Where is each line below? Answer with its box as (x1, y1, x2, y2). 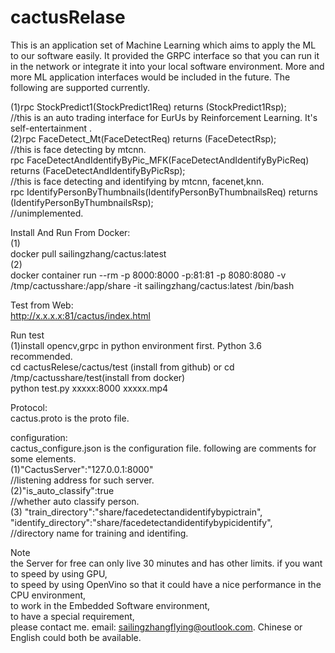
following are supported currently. (10, 81, 151, 93)
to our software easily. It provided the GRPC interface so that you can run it (10, 49, 320, 61)
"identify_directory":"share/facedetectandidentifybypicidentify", (10, 516, 273, 528)
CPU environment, (10, 589, 87, 601)
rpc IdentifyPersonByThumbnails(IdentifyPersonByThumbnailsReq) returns (10, 186, 318, 198)
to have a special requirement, (10, 610, 135, 622)
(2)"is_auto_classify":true (10, 484, 115, 496)
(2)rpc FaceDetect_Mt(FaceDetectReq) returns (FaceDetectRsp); (10, 132, 277, 145)
